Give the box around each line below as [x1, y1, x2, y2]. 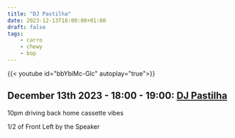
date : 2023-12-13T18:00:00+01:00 [7, 17, 106, 24]
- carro [20, 37, 43, 44]
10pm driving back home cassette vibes [7, 108, 124, 117]
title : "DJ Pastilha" [7, 10, 72, 18]
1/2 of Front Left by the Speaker [7, 122, 100, 131]
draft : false [7, 23, 46, 30]
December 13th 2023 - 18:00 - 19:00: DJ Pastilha [7, 90, 228, 102]
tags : [7, 30, 23, 38]
